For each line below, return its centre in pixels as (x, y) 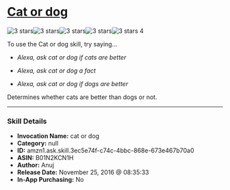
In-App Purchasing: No (50, 180)
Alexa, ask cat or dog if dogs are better (73, 83)
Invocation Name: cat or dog (58, 136)
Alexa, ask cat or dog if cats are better (72, 57)
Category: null (38, 144)
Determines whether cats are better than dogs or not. (82, 97)
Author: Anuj (36, 165)
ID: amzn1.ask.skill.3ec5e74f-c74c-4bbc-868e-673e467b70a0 (105, 150)
